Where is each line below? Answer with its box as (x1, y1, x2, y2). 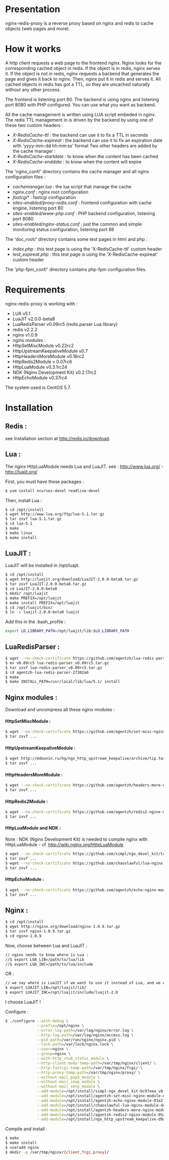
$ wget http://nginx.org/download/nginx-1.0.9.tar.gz (5, 924, 121, 929)
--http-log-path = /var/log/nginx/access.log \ (37, 1033, 134, 1038)
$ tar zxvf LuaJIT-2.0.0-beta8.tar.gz (5, 582, 87, 587)
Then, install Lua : (5, 497, 42, 503)
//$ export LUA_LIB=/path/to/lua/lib (5, 957, 84, 962)
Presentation (5, 4, 60, 15)
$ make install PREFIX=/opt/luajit (5, 600, 80, 605)
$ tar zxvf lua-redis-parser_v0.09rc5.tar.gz (5, 665, 102, 670)
